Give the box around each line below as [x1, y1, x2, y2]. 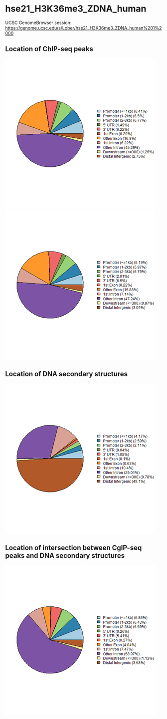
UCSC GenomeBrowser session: [5, 20, 72, 26]
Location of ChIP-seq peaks [5, 45, 94, 53]
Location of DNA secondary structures [5, 370, 128, 378]
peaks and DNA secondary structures [5, 551, 125, 560]
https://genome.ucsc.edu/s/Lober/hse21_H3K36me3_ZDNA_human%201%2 [5, 25, 162, 31]
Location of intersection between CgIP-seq [5, 543, 142, 552]
